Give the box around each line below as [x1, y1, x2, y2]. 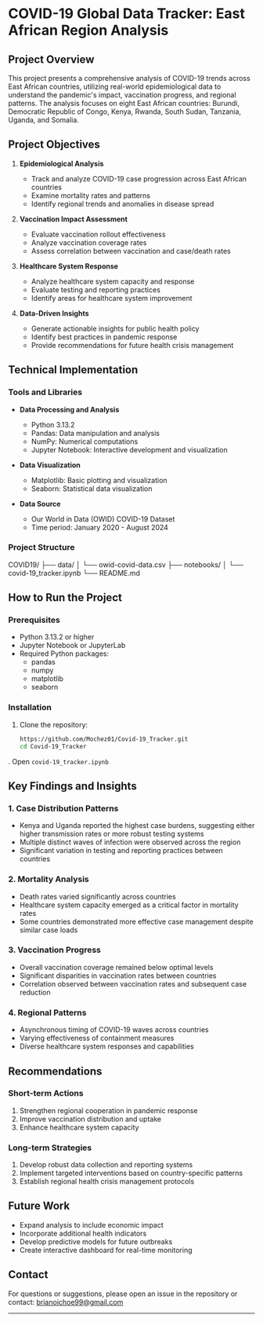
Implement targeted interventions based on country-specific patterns [19, 1168, 243, 1178]
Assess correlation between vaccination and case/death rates [31, 246, 231, 255]
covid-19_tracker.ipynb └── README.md [8, 568, 141, 577]
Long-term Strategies [8, 1142, 92, 1153]
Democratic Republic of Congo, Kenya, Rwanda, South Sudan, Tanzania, [8, 107, 241, 116]
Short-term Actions [8, 1088, 84, 1099]
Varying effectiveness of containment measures [19, 1034, 175, 1043]
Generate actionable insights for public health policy [31, 324, 200, 333]
